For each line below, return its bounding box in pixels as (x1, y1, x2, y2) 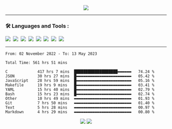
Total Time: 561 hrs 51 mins (5, 60, 68, 66)
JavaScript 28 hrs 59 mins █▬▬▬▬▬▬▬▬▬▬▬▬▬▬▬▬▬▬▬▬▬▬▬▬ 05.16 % (5, 78, 155, 83)
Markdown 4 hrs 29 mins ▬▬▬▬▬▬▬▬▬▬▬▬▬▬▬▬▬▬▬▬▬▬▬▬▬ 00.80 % (5, 110, 155, 115)
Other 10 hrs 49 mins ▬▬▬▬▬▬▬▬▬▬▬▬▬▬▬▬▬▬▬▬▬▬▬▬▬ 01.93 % (5, 96, 155, 101)
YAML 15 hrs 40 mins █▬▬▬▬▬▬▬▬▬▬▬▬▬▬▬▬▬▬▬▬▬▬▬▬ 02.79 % (5, 87, 155, 92)
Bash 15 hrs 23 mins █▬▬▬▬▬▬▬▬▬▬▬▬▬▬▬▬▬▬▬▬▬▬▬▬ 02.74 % (5, 92, 155, 97)
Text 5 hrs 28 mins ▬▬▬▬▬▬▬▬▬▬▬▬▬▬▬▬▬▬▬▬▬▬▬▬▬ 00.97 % (5, 105, 155, 110)
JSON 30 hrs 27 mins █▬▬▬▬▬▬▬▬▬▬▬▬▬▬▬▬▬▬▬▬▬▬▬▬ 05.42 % (5, 74, 155, 79)
